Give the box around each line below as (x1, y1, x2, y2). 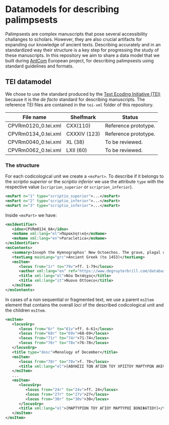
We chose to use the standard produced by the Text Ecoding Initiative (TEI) (5, 91, 161, 97)
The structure (5, 162, 40, 169)
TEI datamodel (5, 78, 52, 86)
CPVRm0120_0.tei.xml (8, 122, 61, 129)
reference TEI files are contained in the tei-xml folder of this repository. (5, 102, 154, 108)
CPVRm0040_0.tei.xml (8, 138, 61, 146)
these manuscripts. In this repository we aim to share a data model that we (5, 52, 160, 58)
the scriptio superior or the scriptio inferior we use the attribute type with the (5, 179, 164, 185)
